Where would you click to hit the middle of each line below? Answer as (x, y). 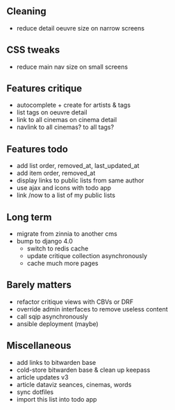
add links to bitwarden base (56, 362)
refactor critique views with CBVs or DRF (75, 302)
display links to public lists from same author (80, 180)
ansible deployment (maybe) (57, 324)
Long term (29, 217)
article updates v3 (42, 377)
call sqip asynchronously (52, 316)
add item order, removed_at (56, 173)
